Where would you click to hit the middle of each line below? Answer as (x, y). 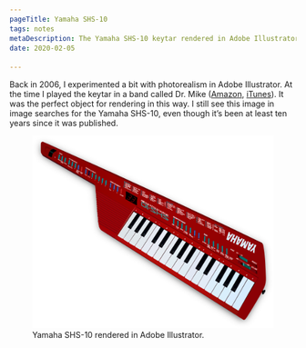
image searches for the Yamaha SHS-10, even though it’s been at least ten (148, 114)
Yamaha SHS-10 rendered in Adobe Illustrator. (118, 334)
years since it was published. (64, 124)
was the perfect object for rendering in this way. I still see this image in (142, 104)
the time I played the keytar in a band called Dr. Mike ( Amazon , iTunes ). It (147, 94)
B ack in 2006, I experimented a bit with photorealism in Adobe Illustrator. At (151, 85)
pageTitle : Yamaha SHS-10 (58, 19)
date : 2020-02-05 (42, 48)
